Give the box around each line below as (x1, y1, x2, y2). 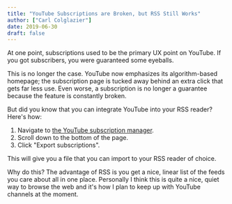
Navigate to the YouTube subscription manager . (17, 126, 155, 134)
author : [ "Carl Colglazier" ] (7, 17, 92, 24)
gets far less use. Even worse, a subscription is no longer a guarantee (7, 84, 208, 93)
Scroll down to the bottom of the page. (17, 134, 129, 142)
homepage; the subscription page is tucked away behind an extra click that (7, 77, 224, 86)
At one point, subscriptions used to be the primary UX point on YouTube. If (7, 49, 222, 57)
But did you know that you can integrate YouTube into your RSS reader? (7, 105, 212, 113)
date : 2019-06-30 (7, 23, 58, 30)
